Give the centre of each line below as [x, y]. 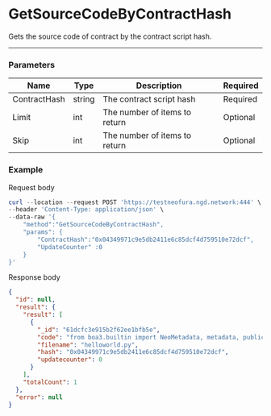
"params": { [43, 232]
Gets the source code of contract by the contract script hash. [110, 36]
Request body [31, 187]
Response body [34, 277]
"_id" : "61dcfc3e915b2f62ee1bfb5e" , [99, 330]
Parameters [31, 64]
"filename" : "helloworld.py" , [88, 345]
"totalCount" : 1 [50, 382]
